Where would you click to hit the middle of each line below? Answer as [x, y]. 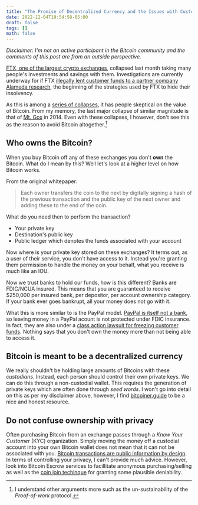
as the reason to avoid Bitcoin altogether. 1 [57, 124]
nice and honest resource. [38, 402]
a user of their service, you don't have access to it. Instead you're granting [97, 258]
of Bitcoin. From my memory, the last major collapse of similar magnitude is [98, 111]
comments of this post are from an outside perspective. [74, 57]
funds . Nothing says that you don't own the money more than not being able [99, 331]
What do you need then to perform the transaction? [68, 217]
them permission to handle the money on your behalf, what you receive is [95, 265]
